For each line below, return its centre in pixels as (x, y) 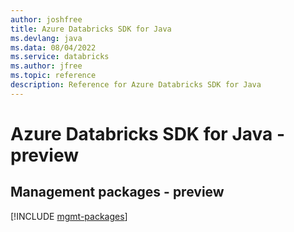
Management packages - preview (117, 192)
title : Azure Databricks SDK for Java (91, 29)
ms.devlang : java (46, 38)
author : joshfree (46, 19)
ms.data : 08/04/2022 (53, 47)
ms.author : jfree (46, 66)
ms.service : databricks (60, 57)
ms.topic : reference (53, 76)
